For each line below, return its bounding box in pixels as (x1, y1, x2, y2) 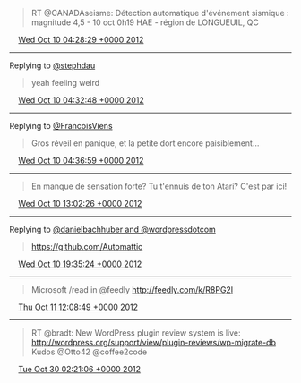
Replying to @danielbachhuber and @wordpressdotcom (9, 224, 217, 234)
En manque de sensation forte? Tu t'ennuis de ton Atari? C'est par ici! (30, 181, 288, 191)
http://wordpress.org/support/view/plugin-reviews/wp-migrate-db (30, 337, 276, 347)
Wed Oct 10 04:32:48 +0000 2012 (17, 95, 145, 106)
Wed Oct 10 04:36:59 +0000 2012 (17, 156, 144, 166)
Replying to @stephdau (9, 60, 96, 71)
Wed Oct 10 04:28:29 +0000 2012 (17, 35, 144, 45)
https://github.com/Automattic (30, 242, 143, 251)
